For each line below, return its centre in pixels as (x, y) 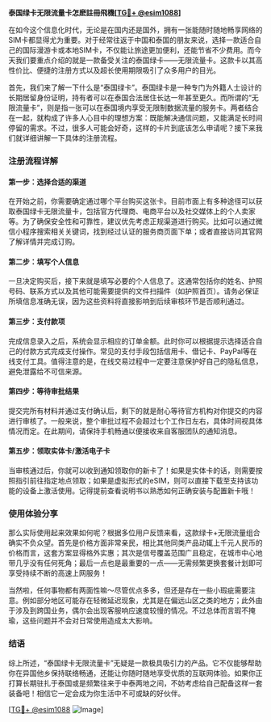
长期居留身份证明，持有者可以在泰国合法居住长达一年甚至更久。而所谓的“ (130, 97)
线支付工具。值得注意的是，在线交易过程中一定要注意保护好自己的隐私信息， (135, 361)
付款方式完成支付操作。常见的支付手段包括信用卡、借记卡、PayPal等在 (140, 351)
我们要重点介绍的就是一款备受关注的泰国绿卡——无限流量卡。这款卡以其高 (139, 60)
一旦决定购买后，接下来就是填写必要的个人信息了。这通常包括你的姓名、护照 (135, 281)
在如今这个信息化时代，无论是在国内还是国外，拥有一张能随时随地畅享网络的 (135, 30)
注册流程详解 (33, 161)
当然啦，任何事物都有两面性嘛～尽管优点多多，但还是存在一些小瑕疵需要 (128, 590)
